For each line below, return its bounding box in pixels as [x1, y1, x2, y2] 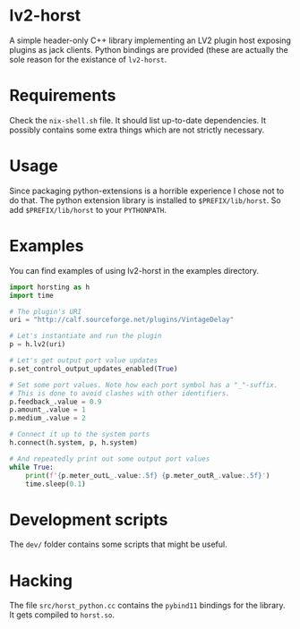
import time [9, 291, 54, 300]
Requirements [9, 86, 116, 106]
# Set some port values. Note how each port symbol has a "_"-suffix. [9, 380, 279, 389]
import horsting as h [9, 283, 90, 292]
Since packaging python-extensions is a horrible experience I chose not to [9, 185, 285, 196]
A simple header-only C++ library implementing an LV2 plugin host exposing [9, 35, 291, 46]
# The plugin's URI [9, 307, 82, 316]
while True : [9, 463, 54, 472]
